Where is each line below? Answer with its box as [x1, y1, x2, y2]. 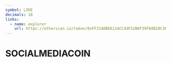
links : [5, 17, 19, 22]
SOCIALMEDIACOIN [5, 48, 91, 59]
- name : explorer [10, 21, 47, 27]
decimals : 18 [5, 12, 33, 17]
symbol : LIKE [5, 7, 33, 13]
